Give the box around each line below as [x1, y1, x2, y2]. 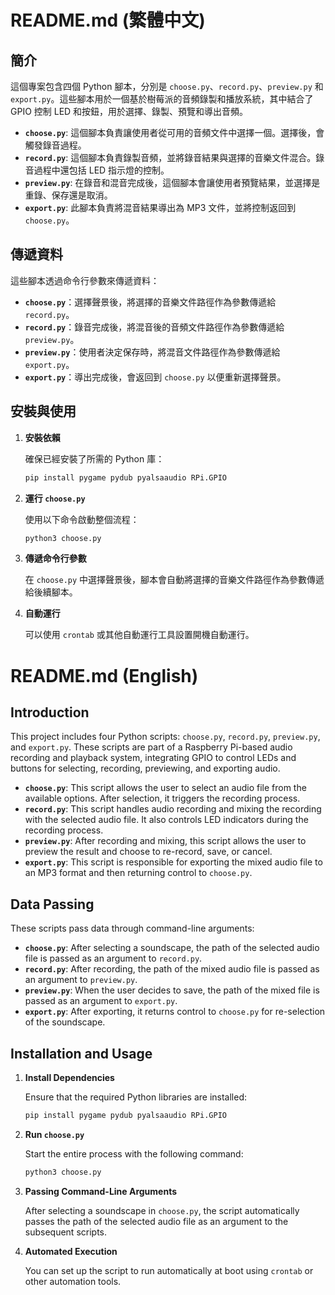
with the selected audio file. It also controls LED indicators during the [24, 814, 309, 826]
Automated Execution [24, 1245, 118, 1257]
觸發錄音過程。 [24, 139, 87, 151]
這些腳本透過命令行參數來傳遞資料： [10, 274, 160, 286]
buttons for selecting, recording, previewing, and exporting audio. [10, 762, 281, 775]
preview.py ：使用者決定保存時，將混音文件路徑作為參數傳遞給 [24, 346, 281, 358]
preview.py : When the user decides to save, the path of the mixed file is [24, 984, 320, 996]
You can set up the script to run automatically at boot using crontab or [24, 1264, 314, 1276]
